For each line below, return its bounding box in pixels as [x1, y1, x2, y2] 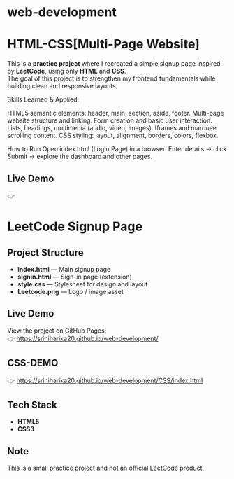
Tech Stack [7, 398, 57, 410]
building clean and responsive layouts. [7, 82, 118, 90]
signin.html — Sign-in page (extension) [17, 272, 133, 281]
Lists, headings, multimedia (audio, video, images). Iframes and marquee [7, 124, 217, 132]
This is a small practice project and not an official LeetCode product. [7, 464, 205, 473]
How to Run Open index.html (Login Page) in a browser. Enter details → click [7, 145, 227, 153]
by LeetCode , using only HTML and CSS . [7, 67, 126, 76]
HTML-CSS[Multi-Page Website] [7, 36, 200, 53]
